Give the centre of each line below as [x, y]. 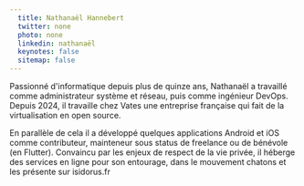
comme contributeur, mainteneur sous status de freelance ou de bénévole [149, 143]
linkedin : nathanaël [57, 43]
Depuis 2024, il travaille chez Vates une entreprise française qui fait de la [147, 105]
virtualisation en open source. [65, 115]
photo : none [41, 35]
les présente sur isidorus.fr [60, 171]
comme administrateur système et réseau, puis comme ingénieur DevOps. [149, 96]
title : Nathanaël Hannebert [71, 18]
